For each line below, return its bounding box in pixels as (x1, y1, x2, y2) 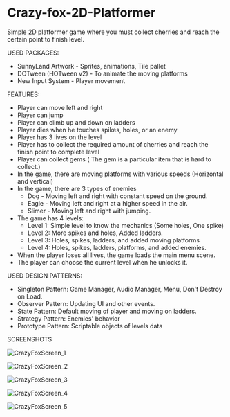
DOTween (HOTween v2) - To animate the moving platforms (17, 69, 188, 78)
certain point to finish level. (7, 35, 84, 43)
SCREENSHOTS (7, 335, 52, 344)
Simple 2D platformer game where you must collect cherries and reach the (7, 28, 220, 36)
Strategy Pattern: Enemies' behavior (17, 314, 120, 323)
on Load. (17, 292, 43, 301)
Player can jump (17, 111, 64, 119)
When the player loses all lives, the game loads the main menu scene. (17, 251, 215, 259)
